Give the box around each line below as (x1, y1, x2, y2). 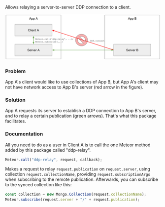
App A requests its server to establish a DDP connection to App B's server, (5, 108, 157, 114)
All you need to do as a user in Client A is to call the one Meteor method (5, 142, 151, 148)
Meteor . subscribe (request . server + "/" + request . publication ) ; (5, 197, 140, 202)
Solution (5, 96, 26, 103)
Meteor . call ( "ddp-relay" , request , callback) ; (5, 157, 102, 162)
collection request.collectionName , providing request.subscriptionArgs (5, 171, 150, 177)
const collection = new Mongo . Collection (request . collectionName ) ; (5, 192, 147, 197)
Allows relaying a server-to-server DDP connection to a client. (5, 4, 131, 10)
